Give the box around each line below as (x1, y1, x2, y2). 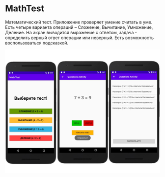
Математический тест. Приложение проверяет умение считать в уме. (5, 19, 153, 25)
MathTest (5, 3, 45, 14)
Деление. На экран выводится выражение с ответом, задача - (5, 29, 137, 35)
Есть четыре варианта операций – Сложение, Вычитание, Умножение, (5, 24, 153, 30)
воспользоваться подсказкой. (5, 40, 69, 45)
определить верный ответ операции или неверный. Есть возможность (5, 35, 154, 41)
